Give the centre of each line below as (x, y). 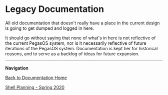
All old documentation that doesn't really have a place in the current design (82, 23)
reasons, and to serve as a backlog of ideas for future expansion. (72, 54)
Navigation (17, 68)
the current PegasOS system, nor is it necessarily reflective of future (76, 43)
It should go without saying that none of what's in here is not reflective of (80, 38)
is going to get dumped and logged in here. (49, 28)
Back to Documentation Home (36, 78)
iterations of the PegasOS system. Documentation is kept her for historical (81, 48)
